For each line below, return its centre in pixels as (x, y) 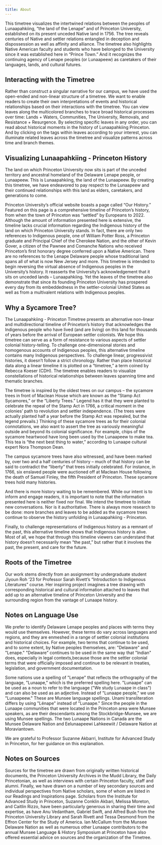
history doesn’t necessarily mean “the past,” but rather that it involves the (78, 542)
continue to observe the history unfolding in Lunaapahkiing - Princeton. (76, 517)
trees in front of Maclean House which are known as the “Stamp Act (73, 396)
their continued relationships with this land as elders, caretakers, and (74, 190)
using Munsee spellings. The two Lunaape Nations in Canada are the (74, 719)
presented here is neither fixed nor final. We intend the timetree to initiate (78, 502)
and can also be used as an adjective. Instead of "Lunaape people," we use (80, 693)
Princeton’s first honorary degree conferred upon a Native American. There (80, 251)
